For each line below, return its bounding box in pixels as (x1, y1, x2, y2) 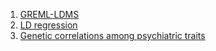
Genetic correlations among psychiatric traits (19, 30, 206, 41)
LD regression (19, 19, 78, 31)
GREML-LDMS (19, 9, 80, 20)
